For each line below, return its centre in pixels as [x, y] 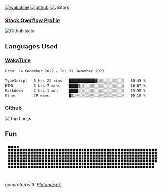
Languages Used [31, 46]
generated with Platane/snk [33, 184]
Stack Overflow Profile [33, 20]
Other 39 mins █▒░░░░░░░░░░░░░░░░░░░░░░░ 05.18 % [76, 96]
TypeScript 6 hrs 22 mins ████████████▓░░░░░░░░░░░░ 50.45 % [76, 81]
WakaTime [18, 60]
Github [14, 108]
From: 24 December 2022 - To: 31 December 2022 [55, 71]
